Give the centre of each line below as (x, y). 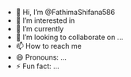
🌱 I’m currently (40, 29)
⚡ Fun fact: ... (37, 66)
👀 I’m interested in (45, 20)
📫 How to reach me (48, 46)
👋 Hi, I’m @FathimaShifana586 (65, 12)
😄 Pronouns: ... (41, 57)
